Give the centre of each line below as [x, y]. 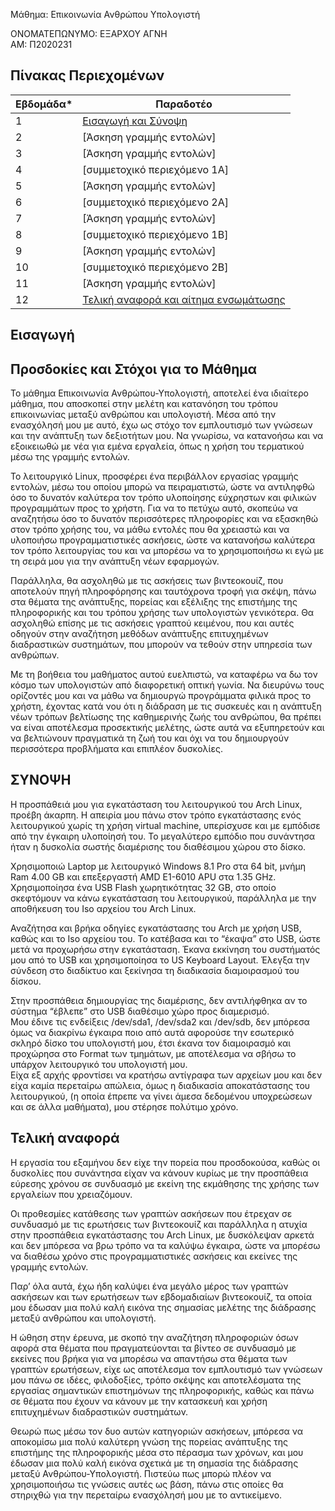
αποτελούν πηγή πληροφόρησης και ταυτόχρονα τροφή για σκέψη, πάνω [163, 591]
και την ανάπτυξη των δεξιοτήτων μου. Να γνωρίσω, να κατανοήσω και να [167, 436]
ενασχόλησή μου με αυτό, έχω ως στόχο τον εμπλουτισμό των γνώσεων [161, 425]
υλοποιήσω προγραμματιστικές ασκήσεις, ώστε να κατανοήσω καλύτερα [163, 540]
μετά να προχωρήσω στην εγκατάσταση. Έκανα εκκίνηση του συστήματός [165, 949]
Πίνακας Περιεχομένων [87, 75]
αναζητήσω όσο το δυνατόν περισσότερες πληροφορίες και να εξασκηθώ [164, 519]
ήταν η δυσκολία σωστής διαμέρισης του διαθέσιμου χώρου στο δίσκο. [158, 846]
